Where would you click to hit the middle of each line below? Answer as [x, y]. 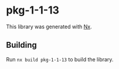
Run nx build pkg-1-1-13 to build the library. [60, 59]
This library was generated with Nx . [49, 27]
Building [21, 45]
